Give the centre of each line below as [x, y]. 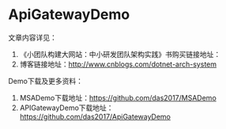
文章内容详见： [32, 37]
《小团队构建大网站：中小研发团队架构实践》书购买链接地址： [120, 54]
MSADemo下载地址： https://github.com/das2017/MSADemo [118, 97]
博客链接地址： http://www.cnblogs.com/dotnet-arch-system [118, 64]
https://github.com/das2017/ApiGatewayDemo [95, 116]
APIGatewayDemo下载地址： [66, 108]
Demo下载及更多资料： [45, 81]
